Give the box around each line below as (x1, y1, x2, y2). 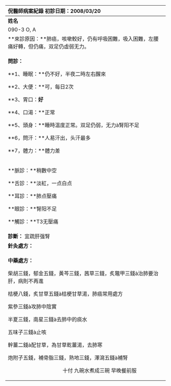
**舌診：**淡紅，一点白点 (8, 180, 72, 187)
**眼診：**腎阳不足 (8, 206, 57, 212)
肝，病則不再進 (8, 278, 44, 284)
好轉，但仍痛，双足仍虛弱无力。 (13, 43, 90, 50)
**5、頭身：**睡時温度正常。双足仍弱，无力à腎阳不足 (8, 122, 139, 128)
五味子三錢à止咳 (8, 329, 47, 335)
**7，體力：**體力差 (8, 147, 60, 154)
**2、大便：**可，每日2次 (8, 83, 74, 90)
